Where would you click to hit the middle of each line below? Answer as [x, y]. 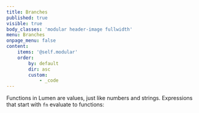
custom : [38, 75]
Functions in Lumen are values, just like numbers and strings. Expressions [99, 98]
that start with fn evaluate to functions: [55, 104]
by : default [44, 63]
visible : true [24, 23]
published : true [27, 18]
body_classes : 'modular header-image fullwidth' [69, 29]
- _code [49, 80]
